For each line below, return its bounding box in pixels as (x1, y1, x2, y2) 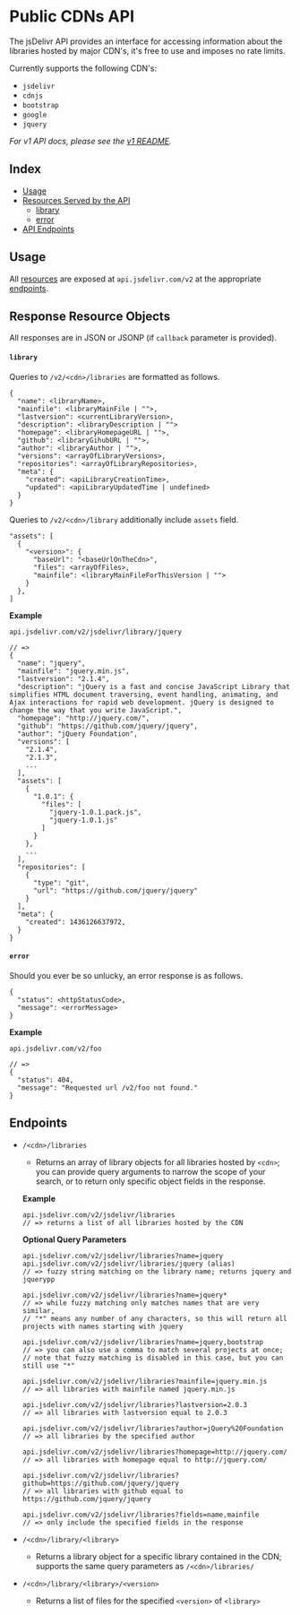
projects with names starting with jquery (21, 1322, 184, 1331)
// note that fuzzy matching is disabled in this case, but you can (21, 1353, 284, 1362)
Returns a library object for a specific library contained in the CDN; (35, 1550, 282, 1561)
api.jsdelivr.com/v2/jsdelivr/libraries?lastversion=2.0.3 (21, 1400, 248, 1409)
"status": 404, (17, 1075, 74, 1084)
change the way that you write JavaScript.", (9, 705, 182, 714)
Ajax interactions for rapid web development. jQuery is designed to (9, 697, 275, 707)
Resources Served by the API (21, 194, 131, 205)
